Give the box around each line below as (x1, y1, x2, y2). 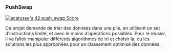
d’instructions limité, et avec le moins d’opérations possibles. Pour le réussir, (5, 31, 166, 37)
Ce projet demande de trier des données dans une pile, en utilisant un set (5, 25, 160, 31)
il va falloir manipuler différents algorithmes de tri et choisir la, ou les (5, 36, 150, 42)
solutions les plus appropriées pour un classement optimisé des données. (5, 41, 161, 47)
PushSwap (5, 4, 33, 11)
